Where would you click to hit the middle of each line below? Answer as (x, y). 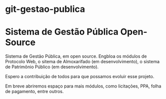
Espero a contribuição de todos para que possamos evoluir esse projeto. (80, 77)
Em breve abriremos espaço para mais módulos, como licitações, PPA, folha (83, 86)
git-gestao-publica (45, 9)
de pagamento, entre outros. (34, 92)
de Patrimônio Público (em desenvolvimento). (52, 67)
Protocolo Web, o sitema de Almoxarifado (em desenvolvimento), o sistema (83, 62)
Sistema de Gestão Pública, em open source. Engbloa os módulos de (76, 56)
